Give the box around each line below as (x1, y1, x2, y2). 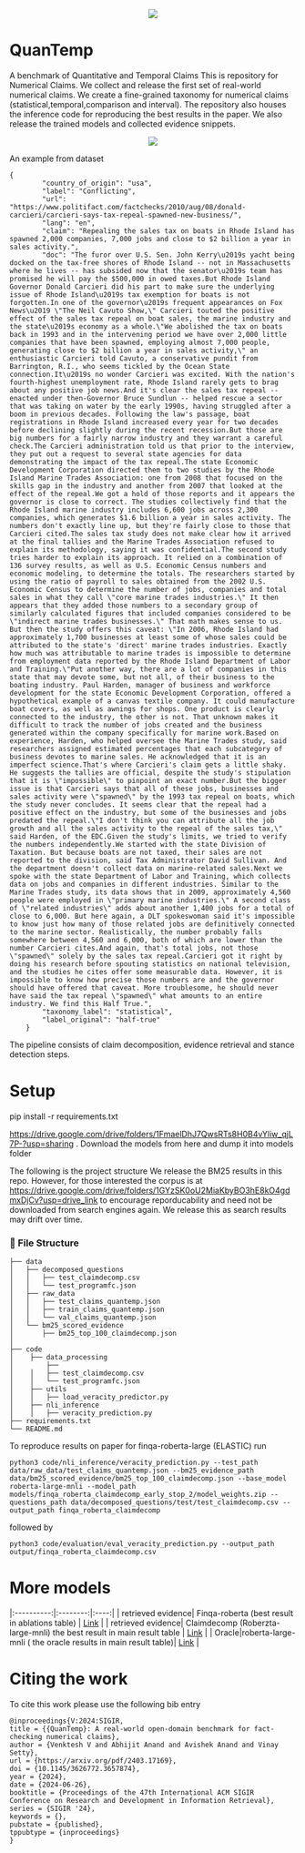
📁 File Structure (9, 1237, 80, 1249)
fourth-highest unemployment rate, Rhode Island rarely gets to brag (9, 378, 280, 387)
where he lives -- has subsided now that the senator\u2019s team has (9, 266, 283, 275)
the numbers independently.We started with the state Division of (9, 840, 267, 849)
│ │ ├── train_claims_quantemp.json (9, 1305, 166, 1315)
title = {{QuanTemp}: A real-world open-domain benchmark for (9, 1725, 250, 1734)
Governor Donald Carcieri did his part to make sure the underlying (9, 282, 275, 291)
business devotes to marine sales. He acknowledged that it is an (9, 752, 267, 761)
